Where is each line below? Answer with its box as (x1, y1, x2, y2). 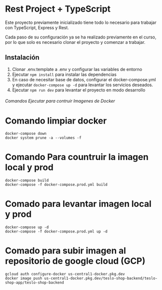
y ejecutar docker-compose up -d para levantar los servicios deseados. (12, 82, 153, 88)
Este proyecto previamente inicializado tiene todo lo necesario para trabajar (5, 19, 157, 25)
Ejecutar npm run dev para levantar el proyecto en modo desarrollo (12, 87, 145, 93)
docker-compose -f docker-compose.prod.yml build (5, 182, 108, 187)
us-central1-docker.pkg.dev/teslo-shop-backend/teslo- (44, 276, 158, 281)
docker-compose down (5, 131, 47, 136)
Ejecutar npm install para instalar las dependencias (12, 72, 117, 77)
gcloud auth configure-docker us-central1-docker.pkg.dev (5, 272, 125, 277)
